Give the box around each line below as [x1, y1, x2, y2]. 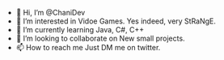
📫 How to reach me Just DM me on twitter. [15, 43, 161, 52]
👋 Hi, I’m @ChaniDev [15, 8, 86, 17]
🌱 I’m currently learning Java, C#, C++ [15, 25, 144, 34]
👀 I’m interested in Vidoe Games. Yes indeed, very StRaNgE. [15, 16, 217, 26]
